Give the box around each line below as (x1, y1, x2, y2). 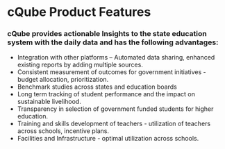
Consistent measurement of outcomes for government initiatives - (17, 68, 206, 76)
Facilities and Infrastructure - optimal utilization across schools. (17, 134, 199, 143)
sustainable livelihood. (17, 98, 81, 106)
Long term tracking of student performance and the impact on (17, 90, 196, 98)
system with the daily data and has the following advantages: (7, 37, 219, 47)
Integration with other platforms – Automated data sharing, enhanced (17, 53, 215, 62)
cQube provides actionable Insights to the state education (7, 29, 207, 39)
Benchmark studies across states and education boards (17, 82, 177, 91)
